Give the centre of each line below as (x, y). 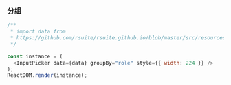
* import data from (38, 32)
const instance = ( (35, 56)
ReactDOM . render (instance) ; (47, 75)
